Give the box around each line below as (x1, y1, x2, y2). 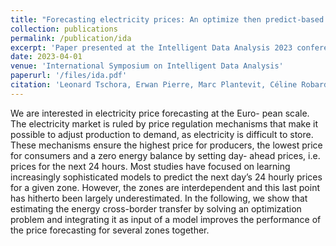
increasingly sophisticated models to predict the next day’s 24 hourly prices (10, 171, 323, 183)
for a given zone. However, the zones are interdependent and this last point (10, 181, 320, 193)
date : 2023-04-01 (10, 52, 83, 62)
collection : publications (10, 24, 118, 34)
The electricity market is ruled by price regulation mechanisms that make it (10, 117, 319, 130)
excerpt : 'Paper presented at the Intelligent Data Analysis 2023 (10, 42, 293, 53)
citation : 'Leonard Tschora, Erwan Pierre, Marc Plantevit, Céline (10, 80, 298, 90)
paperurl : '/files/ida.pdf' (10, 71, 128, 81)
